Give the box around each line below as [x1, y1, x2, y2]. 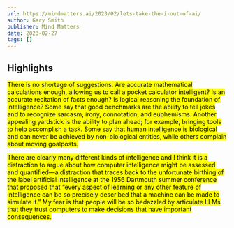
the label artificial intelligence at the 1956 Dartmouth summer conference [7, 175, 217, 183]
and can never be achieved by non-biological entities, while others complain [7, 132, 227, 140]
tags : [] [7, 36, 33, 43]
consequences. [7, 212, 52, 220]
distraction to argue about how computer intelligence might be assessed [7, 160, 216, 169]
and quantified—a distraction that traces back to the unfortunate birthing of [7, 168, 224, 176]
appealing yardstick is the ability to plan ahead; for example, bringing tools [7, 117, 222, 126]
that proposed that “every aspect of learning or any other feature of [7, 183, 202, 191]
